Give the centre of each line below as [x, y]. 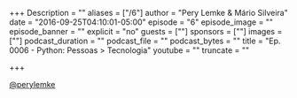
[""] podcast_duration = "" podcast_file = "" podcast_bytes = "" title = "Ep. [145, 41]
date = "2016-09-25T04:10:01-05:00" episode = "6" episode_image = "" [141, 22]
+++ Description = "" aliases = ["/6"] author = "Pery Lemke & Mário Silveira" [148, 13]
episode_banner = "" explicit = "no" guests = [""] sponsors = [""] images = [146, 31]
